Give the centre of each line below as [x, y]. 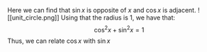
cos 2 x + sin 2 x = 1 [119, 29]
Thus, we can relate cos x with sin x [59, 41]
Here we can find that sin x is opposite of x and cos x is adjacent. [102, 10]
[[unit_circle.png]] [33, 18]
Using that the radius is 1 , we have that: [118, 18]
